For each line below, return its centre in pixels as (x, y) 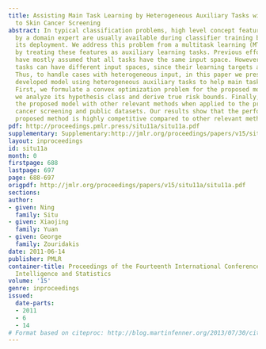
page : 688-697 (32, 178)
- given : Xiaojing (38, 222)
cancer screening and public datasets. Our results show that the (127, 112)
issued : (21, 296)
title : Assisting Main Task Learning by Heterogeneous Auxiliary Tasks (129, 15)
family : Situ (37, 215)
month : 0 (23, 155)
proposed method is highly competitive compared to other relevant (129, 119)
